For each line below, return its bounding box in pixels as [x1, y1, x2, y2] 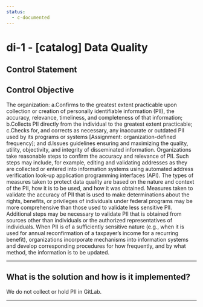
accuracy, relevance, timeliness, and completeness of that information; [6, 114, 183, 121]
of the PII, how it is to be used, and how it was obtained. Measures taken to [6, 184, 193, 192]
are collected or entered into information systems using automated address [6, 165, 194, 172]
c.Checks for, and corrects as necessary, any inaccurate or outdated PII [6, 126, 185, 134]
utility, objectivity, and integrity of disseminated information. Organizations [6, 146, 192, 153]
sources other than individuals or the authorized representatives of [6, 216, 173, 224]
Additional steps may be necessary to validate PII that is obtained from [6, 210, 182, 218]
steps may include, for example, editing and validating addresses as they [6, 158, 188, 166]
